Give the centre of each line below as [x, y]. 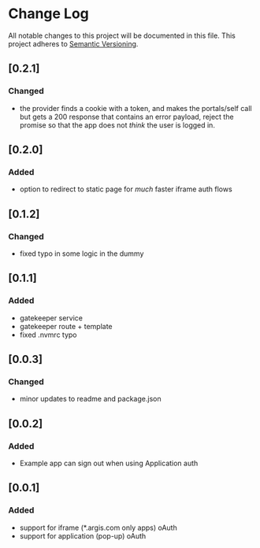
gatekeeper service [51, 318]
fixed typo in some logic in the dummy [82, 254]
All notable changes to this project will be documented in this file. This [122, 35]
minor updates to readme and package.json [90, 399]
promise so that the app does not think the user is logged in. [117, 125]
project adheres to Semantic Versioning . [73, 43]
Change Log [48, 14]
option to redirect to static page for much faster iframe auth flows [126, 189]
